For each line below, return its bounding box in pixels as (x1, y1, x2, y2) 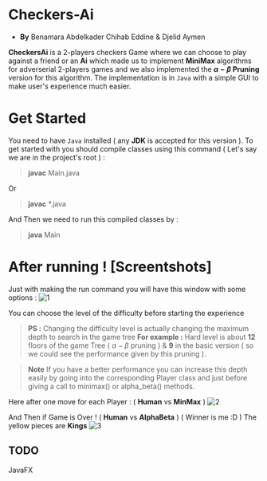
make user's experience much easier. (8, 81, 132, 91)
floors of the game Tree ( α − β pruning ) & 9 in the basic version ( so (27, 341, 254, 350)
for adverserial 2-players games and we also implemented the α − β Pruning (8, 64, 260, 73)
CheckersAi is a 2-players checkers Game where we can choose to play (8, 47, 247, 57)
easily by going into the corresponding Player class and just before (27, 373, 248, 382)
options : (8, 293, 37, 302)
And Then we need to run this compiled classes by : (8, 214, 179, 224)
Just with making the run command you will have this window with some (8, 284, 246, 294)
